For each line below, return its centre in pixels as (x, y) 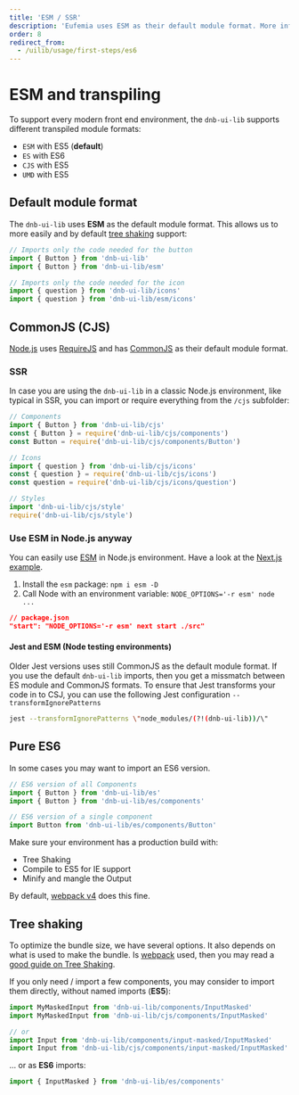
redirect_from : (37, 42)
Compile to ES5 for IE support (77, 869)
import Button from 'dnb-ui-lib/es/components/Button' (113, 826)
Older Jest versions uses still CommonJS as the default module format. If (143, 666)
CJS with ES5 (45, 165)
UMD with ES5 (45, 175)
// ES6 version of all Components (73, 784)
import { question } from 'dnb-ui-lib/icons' (95, 291)
